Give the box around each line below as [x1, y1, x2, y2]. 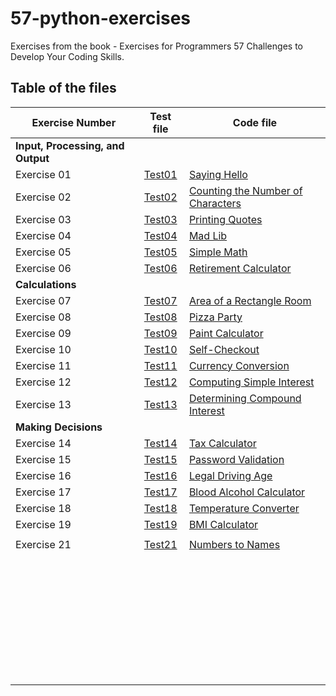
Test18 [143, 501, 178, 515]
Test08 [143, 310, 178, 324]
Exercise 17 [15, 485, 72, 499]
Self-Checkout [188, 342, 260, 356]
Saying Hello [188, 167, 248, 181]
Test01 [143, 167, 178, 181]
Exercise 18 [15, 501, 72, 515]
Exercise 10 [15, 342, 72, 356]
